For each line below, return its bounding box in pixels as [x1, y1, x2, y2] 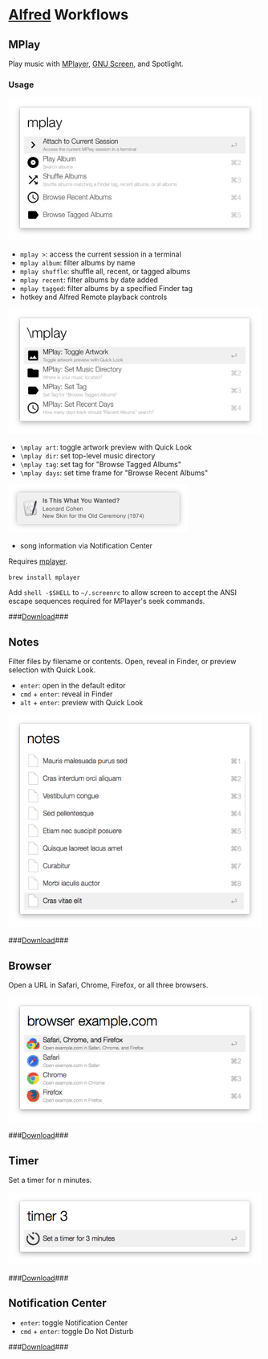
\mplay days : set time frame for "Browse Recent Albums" [19, 468, 209, 478]
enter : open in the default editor [19, 681, 126, 691]
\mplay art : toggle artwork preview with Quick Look [19, 442, 193, 452]
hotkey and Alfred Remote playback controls [19, 292, 168, 302]
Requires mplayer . [8, 556, 68, 566]
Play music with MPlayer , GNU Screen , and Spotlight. [8, 59, 184, 68]
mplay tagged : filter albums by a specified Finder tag [19, 284, 193, 294]
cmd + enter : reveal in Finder [19, 689, 113, 699]
